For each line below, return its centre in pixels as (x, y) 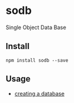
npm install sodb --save (37, 60)
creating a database (39, 93)
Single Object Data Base (36, 27)
